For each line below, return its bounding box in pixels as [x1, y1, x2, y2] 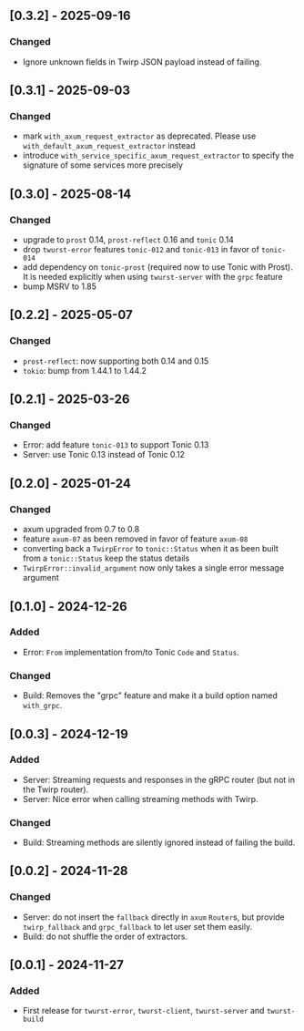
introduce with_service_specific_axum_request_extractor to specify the [22, 150, 294, 161]
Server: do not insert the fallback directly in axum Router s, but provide [22, 912, 285, 923]
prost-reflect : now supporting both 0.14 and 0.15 [22, 356, 209, 366]
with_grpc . [22, 700, 63, 711]
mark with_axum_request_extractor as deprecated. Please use [22, 130, 257, 141]
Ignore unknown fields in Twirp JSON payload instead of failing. [22, 56, 262, 67]
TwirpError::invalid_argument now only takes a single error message [22, 562, 285, 573]
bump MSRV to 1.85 [22, 281, 97, 292]
